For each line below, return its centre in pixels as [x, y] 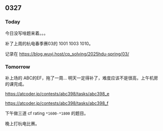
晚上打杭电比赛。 [22, 123]
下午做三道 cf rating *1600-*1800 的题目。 [47, 113]
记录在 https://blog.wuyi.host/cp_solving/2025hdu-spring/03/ [67, 54]
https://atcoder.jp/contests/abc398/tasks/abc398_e [57, 94]
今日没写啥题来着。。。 [26, 33]
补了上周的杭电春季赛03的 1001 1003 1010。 [49, 43]
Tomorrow [18, 67]
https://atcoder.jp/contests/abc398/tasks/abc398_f [57, 103]
